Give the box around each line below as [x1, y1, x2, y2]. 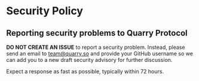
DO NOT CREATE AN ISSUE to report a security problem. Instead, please [6, 43, 185, 51]
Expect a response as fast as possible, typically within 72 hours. [6, 68, 164, 75]
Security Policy [6, 4, 84, 18]
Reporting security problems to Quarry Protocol [6, 28, 188, 38]
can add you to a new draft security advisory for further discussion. [6, 57, 173, 63]
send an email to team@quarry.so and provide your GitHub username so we [6, 50, 193, 57]
